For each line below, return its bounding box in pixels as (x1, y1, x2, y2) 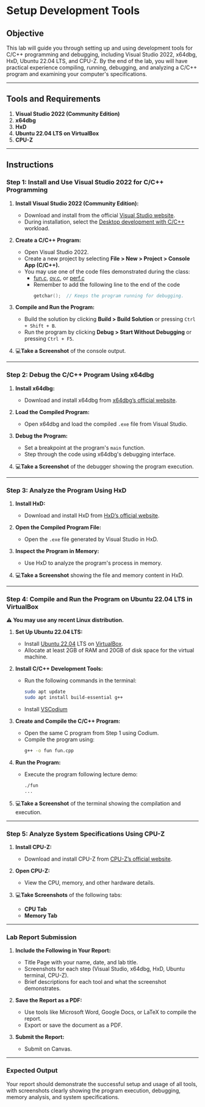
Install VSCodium (24, 706, 68, 713)
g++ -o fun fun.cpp (24, 748, 74, 754)
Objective (6, 28, 45, 39)
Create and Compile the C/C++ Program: (15, 717, 121, 725)
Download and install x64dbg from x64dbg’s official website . (24, 396, 178, 404)
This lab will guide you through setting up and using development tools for (6, 44, 193, 51)
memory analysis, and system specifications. (6, 1093, 120, 1100)
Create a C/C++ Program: (15, 236, 81, 244)
